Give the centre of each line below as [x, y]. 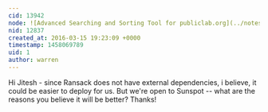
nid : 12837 [26, 30]
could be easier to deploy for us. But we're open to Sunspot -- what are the [132, 91]
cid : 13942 [26, 15]
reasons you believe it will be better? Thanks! [83, 99]
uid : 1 [19, 52]
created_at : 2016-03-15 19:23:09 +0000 [75, 38]
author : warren [33, 60]
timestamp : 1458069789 [46, 45]
